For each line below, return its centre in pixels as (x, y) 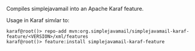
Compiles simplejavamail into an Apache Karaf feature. (75, 9)
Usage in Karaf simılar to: (38, 20)
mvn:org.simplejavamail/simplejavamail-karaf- (129, 31)
